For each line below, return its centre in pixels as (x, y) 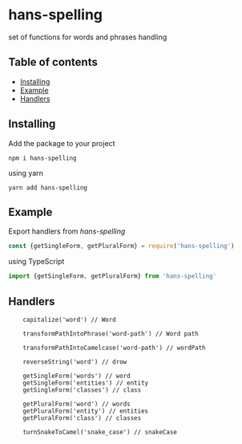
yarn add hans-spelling (48, 187)
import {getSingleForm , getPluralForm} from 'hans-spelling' (113, 276)
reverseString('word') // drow (75, 362)
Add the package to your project (62, 143)
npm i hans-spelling (43, 158)
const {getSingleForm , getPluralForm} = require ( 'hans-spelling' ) (121, 246)
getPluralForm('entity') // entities (86, 411)
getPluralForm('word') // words (77, 404)
